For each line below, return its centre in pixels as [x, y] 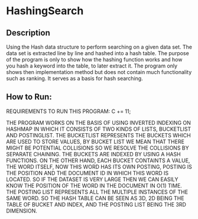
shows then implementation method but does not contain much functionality [99, 72]
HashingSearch [45, 11]
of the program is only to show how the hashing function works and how [94, 59]
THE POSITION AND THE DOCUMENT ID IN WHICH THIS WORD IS [87, 173]
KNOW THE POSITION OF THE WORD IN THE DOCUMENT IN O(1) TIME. [94, 185]
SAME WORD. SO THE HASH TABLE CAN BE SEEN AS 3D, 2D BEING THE [95, 198]
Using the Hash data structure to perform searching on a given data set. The [99, 47]
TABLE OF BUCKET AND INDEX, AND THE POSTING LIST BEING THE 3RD [96, 204]
